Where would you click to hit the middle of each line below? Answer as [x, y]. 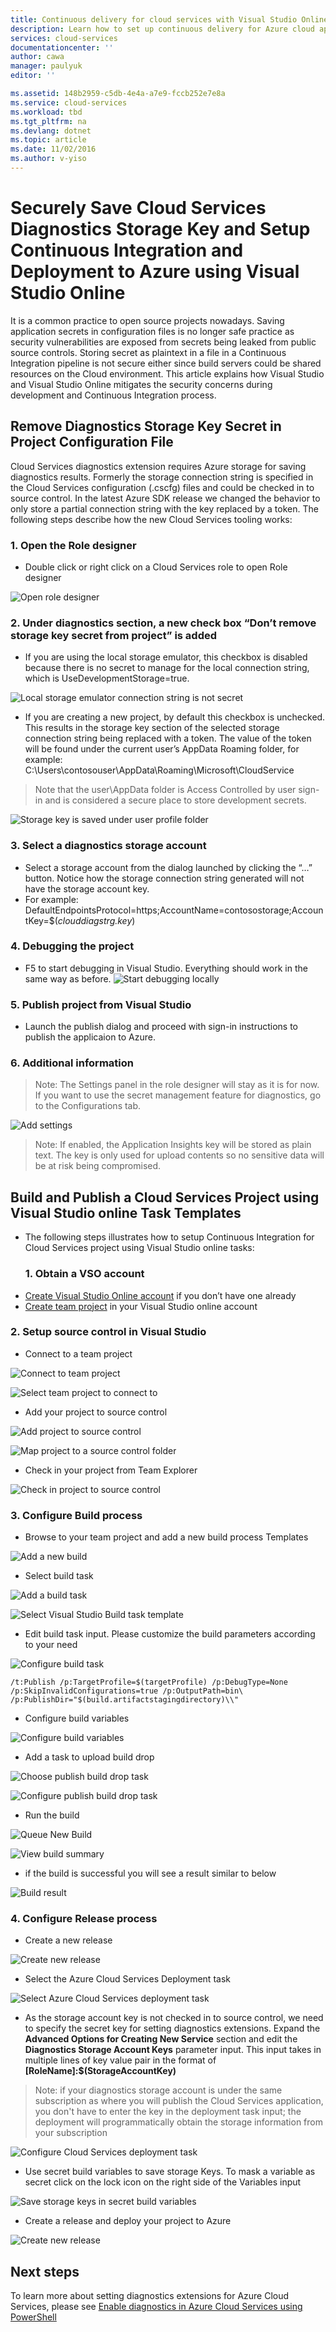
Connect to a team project [78, 1353]
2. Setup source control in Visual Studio [108, 1332]
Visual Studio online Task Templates [126, 1212]
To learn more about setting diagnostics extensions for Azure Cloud [150, 2296]
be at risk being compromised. [98, 1166]
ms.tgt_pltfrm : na [48, 121]
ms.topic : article [48, 140]
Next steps [45, 2271]
